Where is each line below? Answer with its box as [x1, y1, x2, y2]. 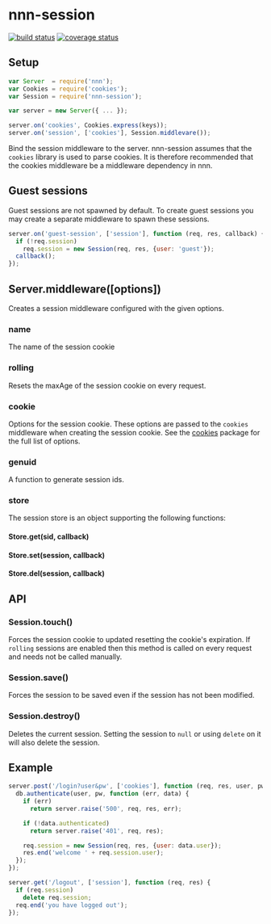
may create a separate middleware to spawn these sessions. [8, 214, 210, 224]
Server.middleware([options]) [8, 282, 161, 296]
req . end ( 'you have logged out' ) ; [15, 901, 128, 909]
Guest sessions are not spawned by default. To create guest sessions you [8, 205, 254, 215]
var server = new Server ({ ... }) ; [8, 107, 128, 115]
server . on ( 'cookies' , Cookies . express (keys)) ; [8, 121, 168, 130]
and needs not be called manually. [8, 652, 123, 661]
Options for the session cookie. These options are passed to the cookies [8, 418, 248, 429]
